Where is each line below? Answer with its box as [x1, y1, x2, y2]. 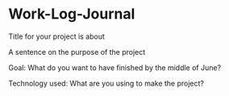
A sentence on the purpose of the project [8, 47, 146, 56]
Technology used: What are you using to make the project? [8, 78, 204, 88]
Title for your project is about [8, 31, 105, 41]
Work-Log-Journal [8, 5, 135, 23]
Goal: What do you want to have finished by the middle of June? [8, 62, 222, 73]
